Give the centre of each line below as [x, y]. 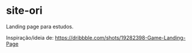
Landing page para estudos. [40, 26]
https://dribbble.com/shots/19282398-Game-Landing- [120, 37]
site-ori [24, 11]
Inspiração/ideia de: [30, 37]
